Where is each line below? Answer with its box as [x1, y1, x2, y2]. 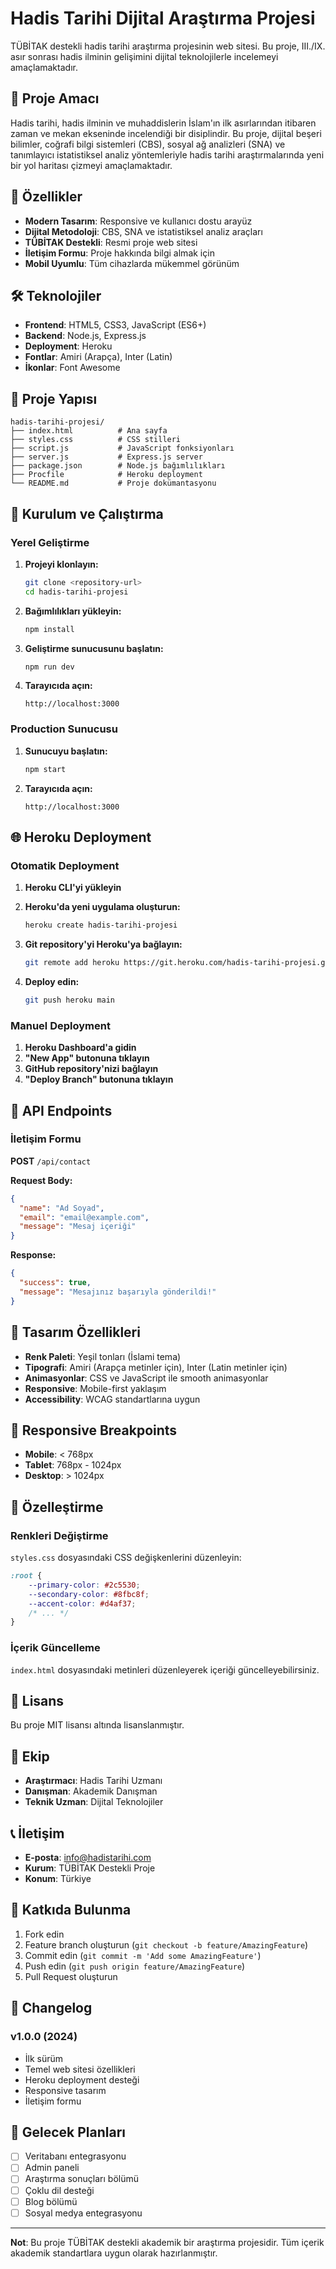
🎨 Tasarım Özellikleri [10, 1324, 141, 1341]
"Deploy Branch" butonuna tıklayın [24, 1073, 174, 1086]
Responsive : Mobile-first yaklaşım [24, 1382, 167, 1394]
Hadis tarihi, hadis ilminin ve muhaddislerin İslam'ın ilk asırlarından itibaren [10, 117, 317, 129]
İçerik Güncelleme [10, 1641, 101, 1655]
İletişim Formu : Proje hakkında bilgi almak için [24, 247, 215, 259]
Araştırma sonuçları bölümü [24, 2173, 139, 2185]
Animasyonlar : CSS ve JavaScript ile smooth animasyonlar [24, 1372, 269, 1384]
